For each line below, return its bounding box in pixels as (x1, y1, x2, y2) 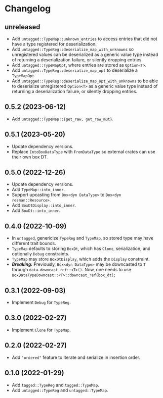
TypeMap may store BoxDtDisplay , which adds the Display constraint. (11, 256, 150, 262)
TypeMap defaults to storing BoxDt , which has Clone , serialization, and (11, 246, 151, 251)
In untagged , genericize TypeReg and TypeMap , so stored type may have (11, 235, 154, 241)
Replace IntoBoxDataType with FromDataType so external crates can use (11, 149, 156, 154)
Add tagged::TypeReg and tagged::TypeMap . (11, 382, 99, 388)
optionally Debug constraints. (11, 251, 70, 257)
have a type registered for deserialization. (11, 41, 97, 47)
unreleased (4, 23, 41, 31)
